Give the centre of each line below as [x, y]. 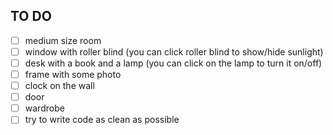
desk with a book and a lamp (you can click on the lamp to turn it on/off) [173, 63]
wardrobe [44, 108]
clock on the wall [59, 86]
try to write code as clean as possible [102, 120]
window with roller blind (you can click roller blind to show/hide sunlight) [174, 51]
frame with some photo [73, 74]
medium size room [63, 40]
